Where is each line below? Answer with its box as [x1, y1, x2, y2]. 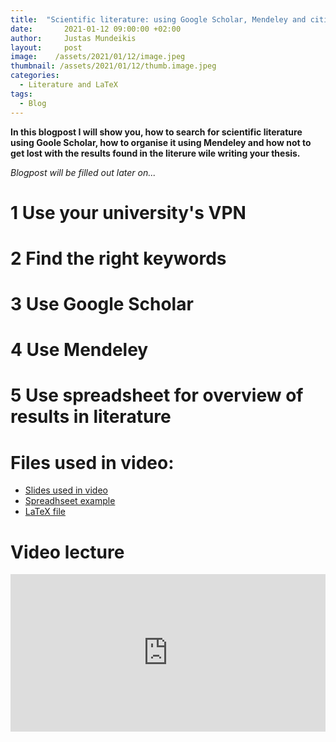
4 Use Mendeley [10, 339, 149, 361]
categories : [10, 71, 60, 81]
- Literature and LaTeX [19, 80, 118, 90]
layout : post [10, 42, 83, 53]
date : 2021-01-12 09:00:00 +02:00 [10, 24, 182, 34]
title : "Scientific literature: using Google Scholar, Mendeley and [10, 14, 307, 25]
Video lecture [10, 541, 125, 563]
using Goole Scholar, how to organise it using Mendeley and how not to [10, 136, 312, 148]
